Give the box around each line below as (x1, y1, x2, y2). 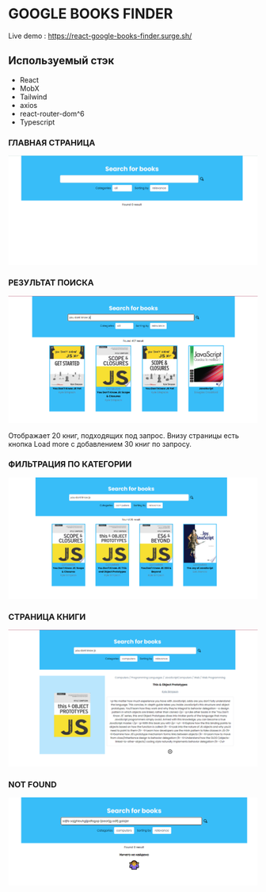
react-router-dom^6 (19, 109, 85, 118)
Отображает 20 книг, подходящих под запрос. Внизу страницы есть (8, 430, 239, 440)
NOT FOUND (8, 779, 57, 790)
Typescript (19, 117, 55, 127)
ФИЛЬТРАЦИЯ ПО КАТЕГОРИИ (8, 459, 132, 470)
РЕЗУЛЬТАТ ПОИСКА (8, 277, 94, 288)
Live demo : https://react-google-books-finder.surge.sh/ (8, 31, 192, 40)
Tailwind (19, 92, 47, 102)
